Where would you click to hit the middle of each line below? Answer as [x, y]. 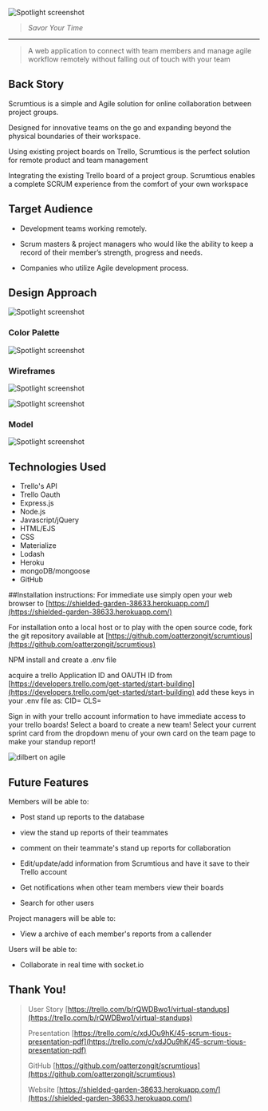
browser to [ [28, 604]
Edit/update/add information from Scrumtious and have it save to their [134, 863]
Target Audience [51, 209]
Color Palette [34, 333]
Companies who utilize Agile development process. [104, 268]
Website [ [43, 1089]
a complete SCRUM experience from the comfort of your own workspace [128, 184]
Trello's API [39, 486]
